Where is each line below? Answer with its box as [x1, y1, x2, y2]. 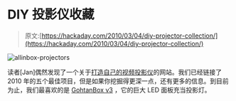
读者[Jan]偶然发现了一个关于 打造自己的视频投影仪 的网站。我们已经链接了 [7, 68, 222, 76]
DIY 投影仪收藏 [7, 6, 95, 23]
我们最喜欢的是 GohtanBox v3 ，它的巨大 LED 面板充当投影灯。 [26, 85, 211, 94]
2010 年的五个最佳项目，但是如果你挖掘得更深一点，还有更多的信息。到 [7, 76, 217, 85]
